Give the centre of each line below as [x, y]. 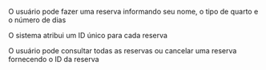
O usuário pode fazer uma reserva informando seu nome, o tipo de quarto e [133, 12]
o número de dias [37, 20]
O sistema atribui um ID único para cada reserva [88, 35]
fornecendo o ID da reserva [54, 59]
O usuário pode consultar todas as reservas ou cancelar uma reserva [123, 51]
